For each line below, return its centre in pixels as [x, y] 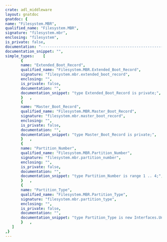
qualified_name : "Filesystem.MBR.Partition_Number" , [77, 153]
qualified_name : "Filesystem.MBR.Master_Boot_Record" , [79, 112]
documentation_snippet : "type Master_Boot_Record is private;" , [88, 135]
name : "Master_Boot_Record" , [51, 107]
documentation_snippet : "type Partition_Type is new [77, 218]
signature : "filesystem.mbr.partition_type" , [69, 199]
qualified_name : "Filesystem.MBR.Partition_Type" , [74, 194]
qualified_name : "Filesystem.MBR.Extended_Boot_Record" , [81, 70]
